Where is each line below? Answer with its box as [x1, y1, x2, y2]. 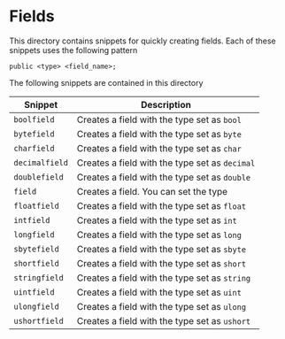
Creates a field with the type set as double [76, 171, 251, 183]
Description [141, 98, 192, 111]
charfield [13, 143, 55, 153]
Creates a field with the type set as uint [76, 286, 242, 298]
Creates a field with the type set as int [76, 214, 237, 227]
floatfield [13, 201, 59, 211]
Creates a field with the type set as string [76, 272, 251, 284]
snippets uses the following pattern [9, 44, 138, 55]
